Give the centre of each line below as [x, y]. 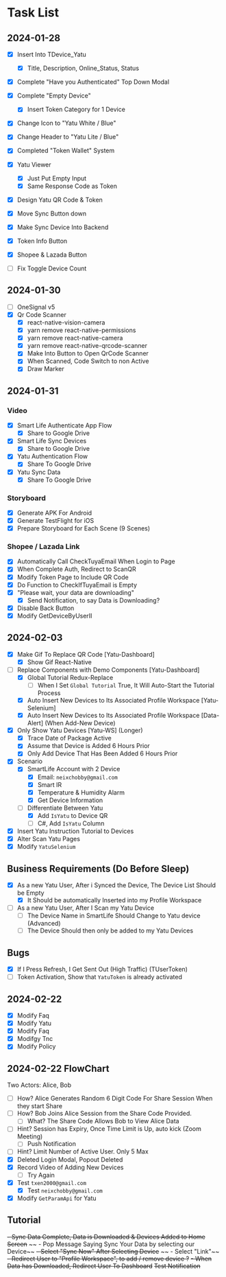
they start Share [40, 1106]
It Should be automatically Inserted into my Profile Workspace [114, 900]
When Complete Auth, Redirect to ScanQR [76, 569]
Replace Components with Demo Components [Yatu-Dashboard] [108, 670]
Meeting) [30, 1136]
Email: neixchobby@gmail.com [77, 777]
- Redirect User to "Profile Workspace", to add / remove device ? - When [110, 1258]
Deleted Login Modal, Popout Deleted [70, 1159]
